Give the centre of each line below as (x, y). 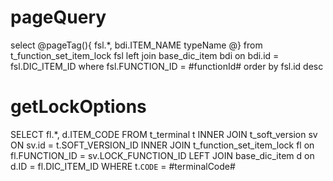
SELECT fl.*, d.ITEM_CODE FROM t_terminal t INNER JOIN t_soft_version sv (164, 134)
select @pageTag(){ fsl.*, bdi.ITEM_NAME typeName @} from (136, 45)
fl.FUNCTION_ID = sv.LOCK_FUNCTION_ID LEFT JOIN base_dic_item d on (162, 155)
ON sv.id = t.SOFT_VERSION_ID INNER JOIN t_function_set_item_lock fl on (162, 145)
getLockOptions (78, 107)
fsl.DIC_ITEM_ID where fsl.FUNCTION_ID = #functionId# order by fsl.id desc (167, 66)
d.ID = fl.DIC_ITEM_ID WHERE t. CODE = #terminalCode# (123, 166)
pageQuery (58, 17)
